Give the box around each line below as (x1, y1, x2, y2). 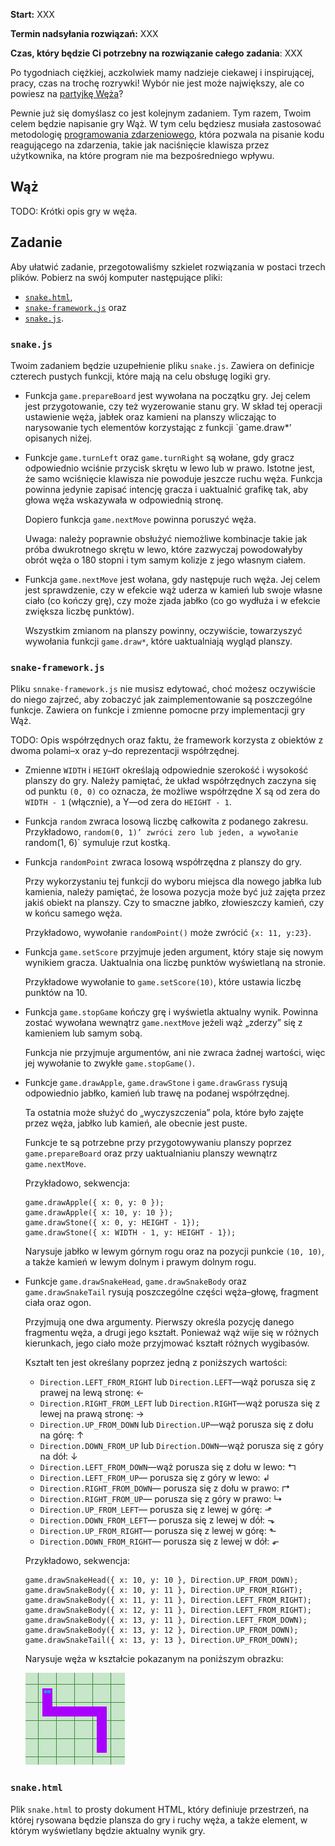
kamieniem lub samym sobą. (24, 1027, 143, 1039)
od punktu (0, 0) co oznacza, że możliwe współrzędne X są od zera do (24, 785, 321, 798)
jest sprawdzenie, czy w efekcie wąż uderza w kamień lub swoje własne (24, 584, 323, 596)
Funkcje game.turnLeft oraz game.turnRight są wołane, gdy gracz (24, 451, 295, 463)
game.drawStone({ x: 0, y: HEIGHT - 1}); (24, 1218, 200, 1228)
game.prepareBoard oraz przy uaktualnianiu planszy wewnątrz (24, 1147, 278, 1159)
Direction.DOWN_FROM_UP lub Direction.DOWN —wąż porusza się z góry (39, 1440, 324, 1452)
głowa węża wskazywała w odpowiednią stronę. (24, 494, 224, 506)
